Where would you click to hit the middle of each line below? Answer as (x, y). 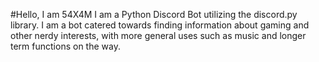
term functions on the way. (65, 46)
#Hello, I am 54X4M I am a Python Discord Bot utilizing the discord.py (154, 14)
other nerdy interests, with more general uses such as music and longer (158, 35)
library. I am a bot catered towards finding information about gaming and (160, 25)
